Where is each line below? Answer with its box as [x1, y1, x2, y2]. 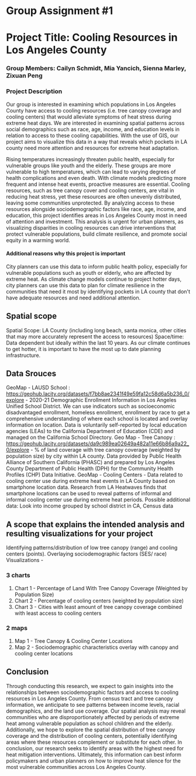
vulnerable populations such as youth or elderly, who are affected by [6, 269, 172, 276]
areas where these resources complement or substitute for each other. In [6, 738, 183, 746]
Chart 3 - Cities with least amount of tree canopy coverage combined [14, 603, 183, 610]
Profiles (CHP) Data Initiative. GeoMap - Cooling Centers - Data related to [6, 471, 183, 478]
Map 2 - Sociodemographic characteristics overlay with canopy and [14, 644, 178, 651]
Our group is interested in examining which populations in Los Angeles [6, 101, 176, 108]
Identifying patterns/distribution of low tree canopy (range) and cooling [6, 544, 178, 552]
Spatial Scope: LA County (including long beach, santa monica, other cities [6, 326, 187, 333]
